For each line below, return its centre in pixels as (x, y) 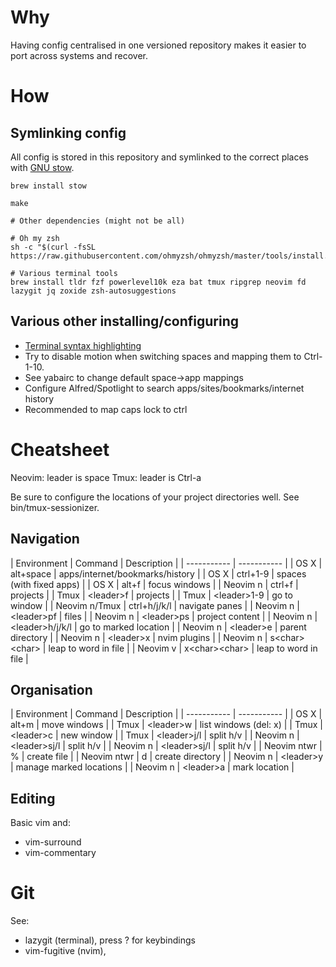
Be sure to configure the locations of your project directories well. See (155, 497)
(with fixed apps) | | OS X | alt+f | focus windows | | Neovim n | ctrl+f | (154, 584)
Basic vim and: (40, 823)
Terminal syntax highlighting (83, 345)
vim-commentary (60, 853)
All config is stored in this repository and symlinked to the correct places (160, 157)
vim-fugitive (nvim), (65, 951)
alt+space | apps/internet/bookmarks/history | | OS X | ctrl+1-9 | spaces (158, 573)
